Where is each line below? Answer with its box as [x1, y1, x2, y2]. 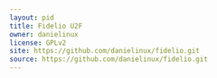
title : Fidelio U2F [9, 22, 83, 30]
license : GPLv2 [9, 38, 67, 48]
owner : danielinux [9, 30, 79, 39]
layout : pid [9, 13, 54, 22]
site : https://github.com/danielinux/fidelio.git [9, 47, 201, 56]
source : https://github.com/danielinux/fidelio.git [9, 55, 208, 64]
